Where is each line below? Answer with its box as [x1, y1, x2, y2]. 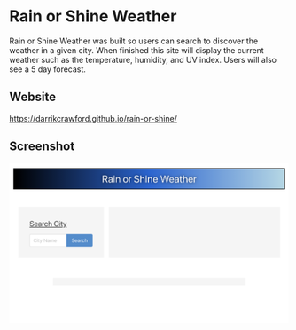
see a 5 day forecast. [9, 64, 87, 75]
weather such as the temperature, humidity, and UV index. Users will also [9, 54, 277, 65]
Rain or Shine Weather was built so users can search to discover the [9, 35, 259, 46]
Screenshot [9, 139, 75, 154]
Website [9, 90, 56, 105]
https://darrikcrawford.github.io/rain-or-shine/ [9, 113, 177, 123]
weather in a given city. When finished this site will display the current [9, 44, 264, 55]
